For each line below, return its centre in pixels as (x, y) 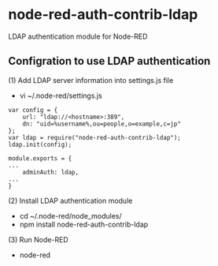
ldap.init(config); (40, 144)
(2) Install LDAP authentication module (70, 200)
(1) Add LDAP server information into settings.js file (91, 80)
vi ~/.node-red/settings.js (61, 96)
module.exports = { (40, 158)
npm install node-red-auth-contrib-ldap (84, 224)
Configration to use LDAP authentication (109, 61)
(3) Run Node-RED (38, 239)
